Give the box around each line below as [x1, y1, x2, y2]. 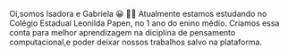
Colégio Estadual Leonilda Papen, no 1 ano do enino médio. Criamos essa [9, 18, 280, 28]
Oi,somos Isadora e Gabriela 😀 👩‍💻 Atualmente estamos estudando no [9, 9, 267, 19]
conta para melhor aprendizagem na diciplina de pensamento [9, 28, 236, 37]
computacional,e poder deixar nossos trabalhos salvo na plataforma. [9, 36, 262, 47]
